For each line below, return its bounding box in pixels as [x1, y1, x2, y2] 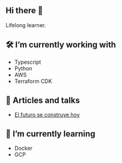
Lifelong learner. [5, 21, 46, 29]
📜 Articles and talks [5, 95, 81, 105]
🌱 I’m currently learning [5, 129, 96, 139]
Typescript [14, 58, 41, 66]
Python [14, 65, 32, 72]
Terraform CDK [14, 78, 52, 85]
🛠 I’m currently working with [5, 40, 117, 50]
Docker [14, 144, 33, 152]
